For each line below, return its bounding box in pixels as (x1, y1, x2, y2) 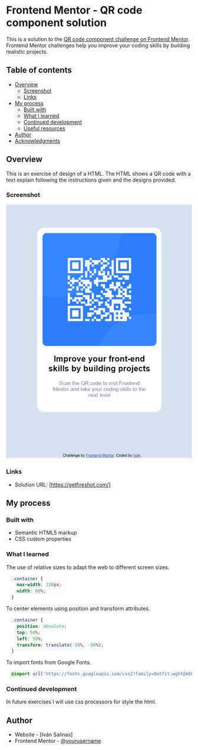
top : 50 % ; (16, 629, 41, 636)
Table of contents (6, 65, 72, 75)
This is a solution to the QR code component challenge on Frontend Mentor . (6, 35, 190, 42)
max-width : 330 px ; (16, 582, 62, 588)
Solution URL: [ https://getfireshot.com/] (14, 481, 111, 488)
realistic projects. (6, 48, 48, 55)
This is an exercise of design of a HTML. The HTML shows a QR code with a (6, 170, 192, 177)
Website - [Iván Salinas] (14, 731, 73, 738)
